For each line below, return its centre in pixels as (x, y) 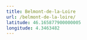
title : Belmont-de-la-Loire (41, 11)
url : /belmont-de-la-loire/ (41, 17)
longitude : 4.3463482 (33, 28)
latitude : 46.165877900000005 (44, 22)
